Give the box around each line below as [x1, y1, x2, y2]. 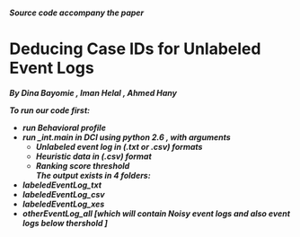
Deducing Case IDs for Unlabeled [9, 39, 261, 58]
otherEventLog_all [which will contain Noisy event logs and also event [22, 208, 290, 219]
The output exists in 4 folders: [35, 171, 151, 181]
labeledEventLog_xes [22, 198, 105, 210]
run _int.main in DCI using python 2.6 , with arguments [22, 132, 231, 143]
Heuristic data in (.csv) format [35, 151, 153, 162]
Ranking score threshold [35, 161, 130, 171]
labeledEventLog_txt [22, 180, 101, 190]
